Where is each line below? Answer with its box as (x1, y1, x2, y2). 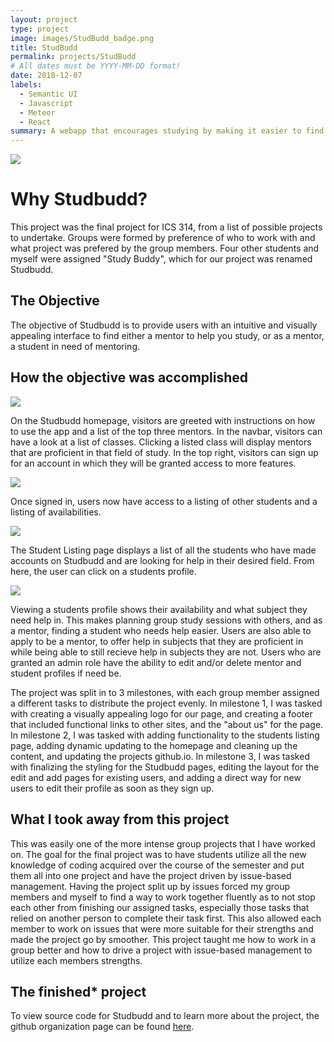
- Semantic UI (19, 89, 78, 99)
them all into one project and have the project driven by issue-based (10, 869, 292, 881)
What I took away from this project (10, 811, 230, 828)
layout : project (10, 14, 78, 25)
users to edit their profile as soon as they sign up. (10, 782, 215, 794)
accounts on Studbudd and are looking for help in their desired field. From (10, 554, 315, 566)
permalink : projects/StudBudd (10, 52, 137, 62)
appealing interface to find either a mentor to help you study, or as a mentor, (10, 329, 325, 341)
